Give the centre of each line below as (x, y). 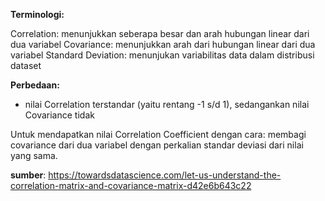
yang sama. (34, 155)
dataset (26, 65)
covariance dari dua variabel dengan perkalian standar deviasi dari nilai (157, 145)
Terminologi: (37, 14)
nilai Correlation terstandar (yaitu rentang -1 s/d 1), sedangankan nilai (167, 104)
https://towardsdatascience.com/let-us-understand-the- (165, 175)
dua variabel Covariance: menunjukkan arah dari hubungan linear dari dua (163, 44)
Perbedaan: (35, 85)
